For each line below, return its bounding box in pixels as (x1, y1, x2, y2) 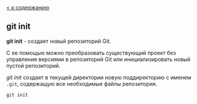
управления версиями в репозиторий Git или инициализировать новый (6, 56, 190, 63)
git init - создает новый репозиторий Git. (6, 37, 112, 45)
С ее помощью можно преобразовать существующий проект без (6, 49, 176, 56)
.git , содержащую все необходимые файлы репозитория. (6, 80, 158, 87)
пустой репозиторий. (6, 62, 60, 69)
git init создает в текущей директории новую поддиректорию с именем (6, 74, 192, 81)
